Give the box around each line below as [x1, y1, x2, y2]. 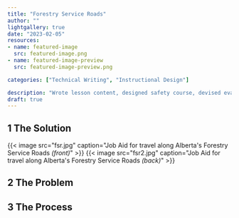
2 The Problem [7, 177, 73, 189]
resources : [7, 37, 40, 44]
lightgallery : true [7, 24, 65, 31]
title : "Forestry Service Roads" [7, 10, 107, 18]
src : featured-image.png [14, 51, 87, 58]
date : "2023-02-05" [7, 30, 65, 38]
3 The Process [7, 201, 73, 213]
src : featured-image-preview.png [14, 63, 113, 71]
